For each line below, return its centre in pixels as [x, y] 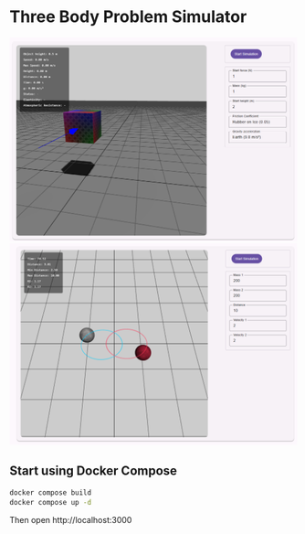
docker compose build [51, 492]
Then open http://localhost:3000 [71, 519]
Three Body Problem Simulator [128, 17]
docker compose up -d [51, 502]
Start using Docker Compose [94, 470]
